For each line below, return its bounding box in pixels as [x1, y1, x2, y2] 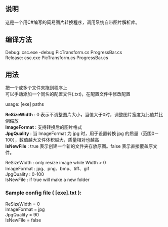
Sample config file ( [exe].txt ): [5, 189, 82, 196]
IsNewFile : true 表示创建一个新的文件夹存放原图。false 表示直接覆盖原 [5, 143, 153, 149]
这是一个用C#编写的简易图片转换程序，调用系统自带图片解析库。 [5, 19, 140, 25]
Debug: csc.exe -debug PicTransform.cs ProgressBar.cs [5, 49, 122, 55]
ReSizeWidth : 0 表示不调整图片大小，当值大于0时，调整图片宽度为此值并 [5, 112, 159, 118]
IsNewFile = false [5, 217, 41, 223]
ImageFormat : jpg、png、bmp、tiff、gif [5, 166, 90, 172]
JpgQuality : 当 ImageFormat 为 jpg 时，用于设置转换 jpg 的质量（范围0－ [5, 130, 159, 137]
